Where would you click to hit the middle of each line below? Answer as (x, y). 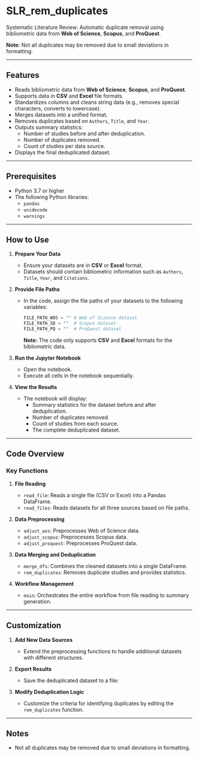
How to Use (28, 239)
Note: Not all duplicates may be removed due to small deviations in (88, 45)
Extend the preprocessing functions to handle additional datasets (103, 651)
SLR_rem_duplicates (57, 11)
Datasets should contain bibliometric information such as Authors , (103, 272)
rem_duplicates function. (54, 709)
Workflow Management (44, 583)
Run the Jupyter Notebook (48, 358)
